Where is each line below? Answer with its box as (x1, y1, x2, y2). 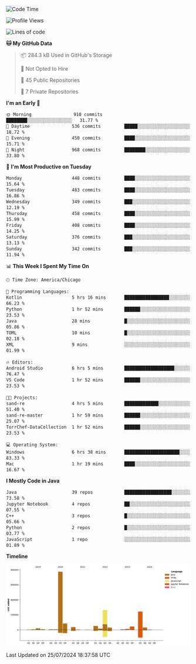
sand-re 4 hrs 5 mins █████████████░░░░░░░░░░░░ (6, 401, 191, 407)
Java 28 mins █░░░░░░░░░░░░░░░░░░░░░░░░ (6, 318, 191, 324)
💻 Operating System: (6, 442, 59, 448)
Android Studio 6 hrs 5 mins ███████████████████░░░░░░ (6, 365, 191, 371)
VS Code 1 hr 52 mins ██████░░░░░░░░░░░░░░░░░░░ (6, 377, 191, 383)
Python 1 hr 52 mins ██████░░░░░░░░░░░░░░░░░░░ (6, 306, 191, 312)
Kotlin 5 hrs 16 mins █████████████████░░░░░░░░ (6, 295, 191, 300)
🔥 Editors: (6, 359, 33, 365)
